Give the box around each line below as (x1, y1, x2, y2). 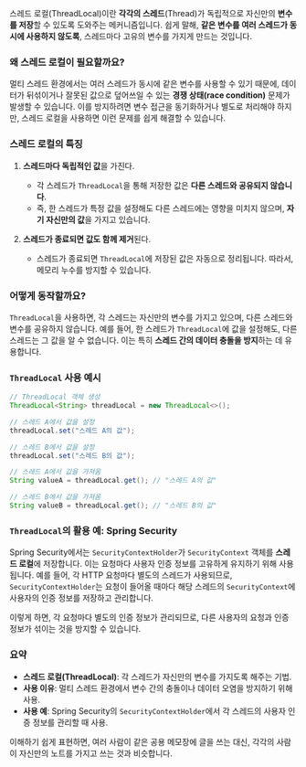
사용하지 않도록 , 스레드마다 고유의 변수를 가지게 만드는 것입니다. (26, 31, 253, 41)
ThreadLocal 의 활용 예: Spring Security (9, 524, 178, 537)
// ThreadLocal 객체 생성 (9, 392, 100, 402)
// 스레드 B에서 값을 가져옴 (9, 493, 101, 502)
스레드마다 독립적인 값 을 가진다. (22, 160, 135, 171)
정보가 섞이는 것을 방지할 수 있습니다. (9, 623, 142, 634)
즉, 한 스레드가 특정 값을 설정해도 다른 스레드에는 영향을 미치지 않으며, (36, 202, 285, 213)
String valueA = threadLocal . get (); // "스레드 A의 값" (9, 476, 217, 485)
